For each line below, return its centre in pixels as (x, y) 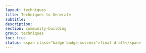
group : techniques (25, 33)
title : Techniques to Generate (38, 15)
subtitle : (16, 19)
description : (19, 24)
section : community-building (36, 29)
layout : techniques (26, 10)
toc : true (16, 38)
